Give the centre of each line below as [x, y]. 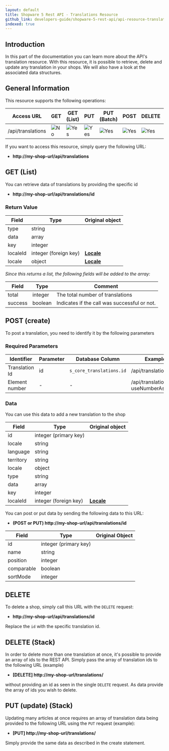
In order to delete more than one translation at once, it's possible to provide [83, 654]
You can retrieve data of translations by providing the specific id [72, 184]
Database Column [98, 359]
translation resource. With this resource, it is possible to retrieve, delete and [83, 62]
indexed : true [20, 24]
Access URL [27, 116]
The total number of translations [94, 294]
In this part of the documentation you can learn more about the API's [76, 56]
